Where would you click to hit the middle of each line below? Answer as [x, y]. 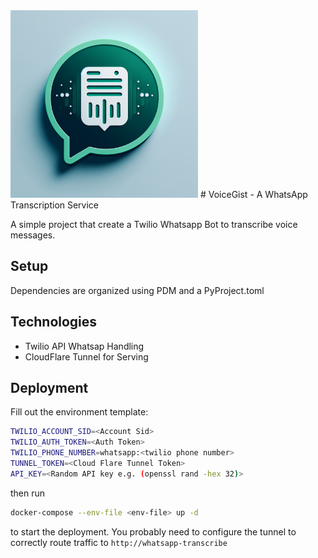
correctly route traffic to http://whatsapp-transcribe [119, 542]
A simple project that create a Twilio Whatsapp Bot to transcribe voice [154, 224]
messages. [33, 235]
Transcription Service [55, 205]
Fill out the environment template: [79, 412]
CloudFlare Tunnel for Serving [86, 356]
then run [28, 493]
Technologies [54, 322]
